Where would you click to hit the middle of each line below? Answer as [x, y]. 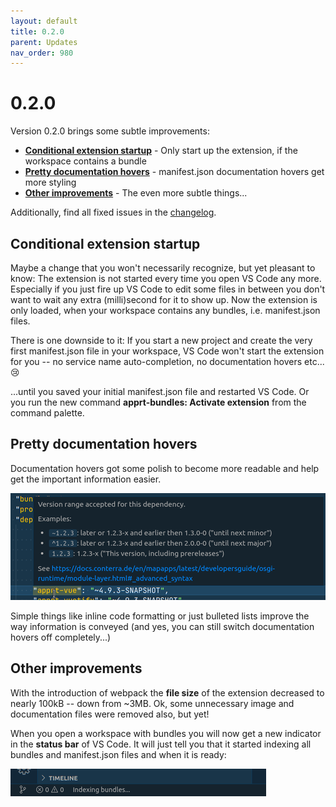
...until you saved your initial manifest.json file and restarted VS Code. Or [160, 391]
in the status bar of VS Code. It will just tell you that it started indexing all [161, 744]
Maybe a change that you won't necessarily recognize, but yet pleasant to [163, 268]
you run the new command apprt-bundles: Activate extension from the [158, 402]
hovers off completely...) [61, 637]
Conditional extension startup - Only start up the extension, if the [161, 151]
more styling [50, 182]
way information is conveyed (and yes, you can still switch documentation [162, 626]
